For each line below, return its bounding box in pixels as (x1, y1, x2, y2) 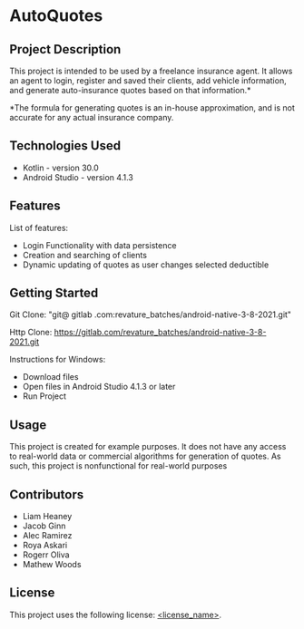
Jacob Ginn (22, 520, 66, 531)
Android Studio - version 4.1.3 (22, 171, 133, 182)
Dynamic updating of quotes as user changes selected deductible (22, 259, 270, 270)
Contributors (9, 487, 84, 502)
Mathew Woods (22, 559, 82, 570)
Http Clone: (9, 327, 53, 338)
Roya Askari (22, 540, 68, 551)
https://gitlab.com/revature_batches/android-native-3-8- (54, 327, 267, 338)
